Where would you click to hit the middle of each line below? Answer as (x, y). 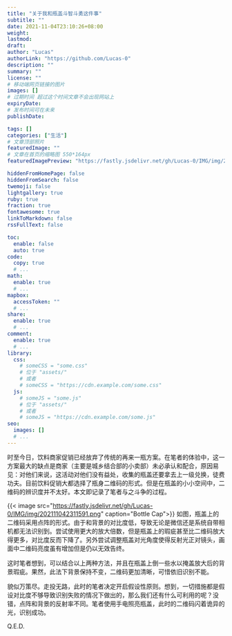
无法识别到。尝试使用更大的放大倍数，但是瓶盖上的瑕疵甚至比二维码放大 (122, 531)
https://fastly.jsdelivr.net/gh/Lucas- (103, 505)
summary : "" (24, 71)
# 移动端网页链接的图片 (36, 84)
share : (17, 315)
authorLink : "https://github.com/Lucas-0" (69, 59)
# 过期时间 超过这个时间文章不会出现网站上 (61, 97)
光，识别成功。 (28, 612)
